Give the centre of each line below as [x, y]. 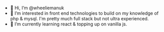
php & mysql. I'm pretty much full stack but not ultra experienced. [79, 19]
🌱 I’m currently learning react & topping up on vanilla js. [68, 24]
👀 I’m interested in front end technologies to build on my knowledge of [84, 13]
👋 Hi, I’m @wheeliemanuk [37, 8]
